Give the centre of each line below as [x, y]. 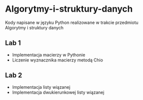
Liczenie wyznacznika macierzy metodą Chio [58, 60]
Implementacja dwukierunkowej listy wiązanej [58, 92]
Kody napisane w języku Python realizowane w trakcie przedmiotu [72, 22]
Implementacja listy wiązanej [41, 87]
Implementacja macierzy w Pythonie [49, 55]
